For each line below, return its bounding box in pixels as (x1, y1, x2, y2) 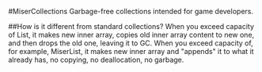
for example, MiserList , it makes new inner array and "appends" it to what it (8, 47, 255, 56)
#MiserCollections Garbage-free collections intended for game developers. (8, 7, 253, 16)
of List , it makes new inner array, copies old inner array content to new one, (8, 31, 255, 39)
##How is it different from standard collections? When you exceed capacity (8, 22, 255, 31)
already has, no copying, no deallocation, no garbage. (8, 55, 184, 64)
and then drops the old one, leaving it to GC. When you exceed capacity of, (8, 38, 253, 48)
